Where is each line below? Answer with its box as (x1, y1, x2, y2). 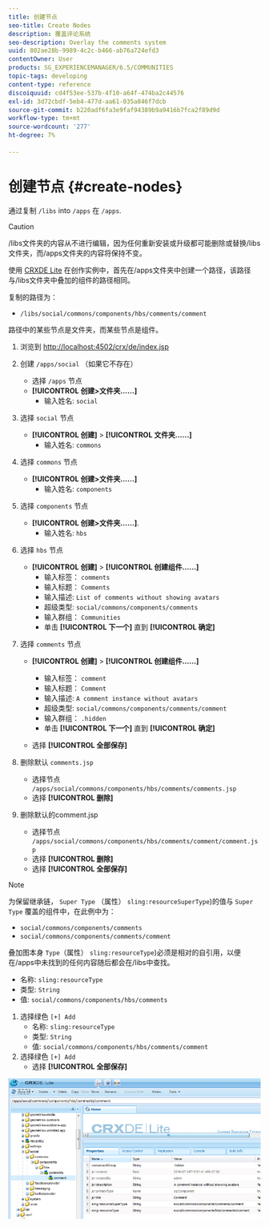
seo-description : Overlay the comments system (8, 38, 167, 46)
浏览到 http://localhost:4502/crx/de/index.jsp (19, 341, 170, 352)
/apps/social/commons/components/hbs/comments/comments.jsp (31, 785, 237, 793)
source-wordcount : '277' (8, 123, 91, 131)
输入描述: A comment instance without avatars (43, 693, 199, 702)
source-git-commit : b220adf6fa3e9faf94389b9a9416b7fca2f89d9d (8, 106, 220, 114)
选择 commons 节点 (19, 457, 78, 466)
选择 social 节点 (19, 412, 74, 422)
